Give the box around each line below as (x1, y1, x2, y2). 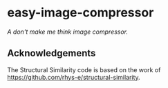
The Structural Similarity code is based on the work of (7, 65, 161, 74)
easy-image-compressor (7, 5, 154, 21)
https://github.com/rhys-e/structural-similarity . (7, 73, 140, 81)
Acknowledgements (7, 47, 96, 59)
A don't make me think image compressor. (7, 27, 129, 36)
